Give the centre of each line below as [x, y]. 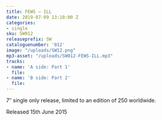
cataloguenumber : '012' [36, 45]
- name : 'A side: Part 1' [38, 67]
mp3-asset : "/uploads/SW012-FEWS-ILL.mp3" [60, 56]
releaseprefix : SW [29, 39]
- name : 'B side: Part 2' [38, 78]
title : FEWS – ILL [29, 12]
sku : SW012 [20, 34]
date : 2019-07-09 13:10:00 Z [42, 17]
